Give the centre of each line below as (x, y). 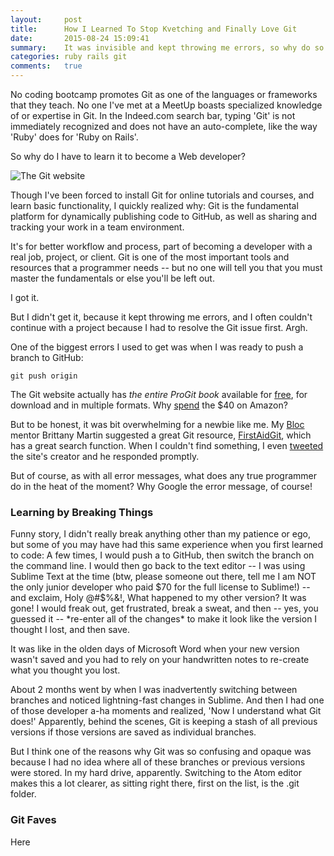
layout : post (46, 19)
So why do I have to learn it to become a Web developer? (128, 156)
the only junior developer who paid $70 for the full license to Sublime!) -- (160, 587)
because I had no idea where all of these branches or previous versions (158, 762)
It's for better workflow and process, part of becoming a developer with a (161, 246)
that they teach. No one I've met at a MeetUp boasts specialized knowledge (166, 105)
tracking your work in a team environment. (97, 227)
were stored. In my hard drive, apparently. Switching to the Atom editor (156, 773)
